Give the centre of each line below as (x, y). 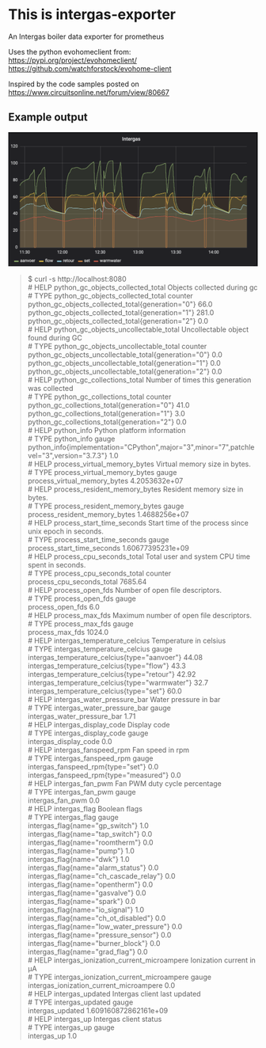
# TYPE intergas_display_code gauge (88, 733)
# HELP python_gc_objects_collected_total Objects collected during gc (142, 287)
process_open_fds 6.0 (64, 606)
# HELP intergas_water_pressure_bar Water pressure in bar (124, 699)
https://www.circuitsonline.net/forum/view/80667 (89, 92)
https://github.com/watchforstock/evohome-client (90, 68)
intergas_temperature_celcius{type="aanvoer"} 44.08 (115, 657)
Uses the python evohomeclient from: (70, 51)
